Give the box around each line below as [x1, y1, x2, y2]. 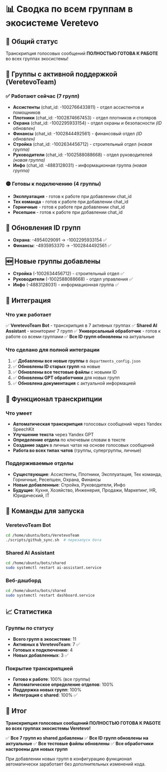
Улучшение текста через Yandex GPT [12, 432, 94, 438]
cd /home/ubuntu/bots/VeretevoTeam [5, 533, 80, 538]
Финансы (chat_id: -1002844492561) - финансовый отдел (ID [12, 130, 142, 136]
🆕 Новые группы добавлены [5, 257, 101, 266]
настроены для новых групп [5, 746, 68, 752]
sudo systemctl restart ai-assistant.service [5, 565, 101, 571]
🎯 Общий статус [5, 37, 59, 46]
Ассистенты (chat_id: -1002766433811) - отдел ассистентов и [12, 104, 144, 110]
